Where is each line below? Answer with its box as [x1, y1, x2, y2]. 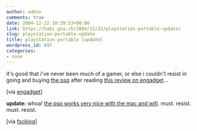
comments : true [6, 14, 44, 20]
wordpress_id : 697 [6, 43, 52, 49]
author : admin [6, 8, 42, 15]
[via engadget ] [6, 88, 43, 95]
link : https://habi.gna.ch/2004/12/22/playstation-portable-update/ [6, 25, 181, 32]
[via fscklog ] [6, 118, 37, 125]
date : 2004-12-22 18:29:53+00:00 [6, 20, 90, 26]
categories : [6, 48, 36, 54]
